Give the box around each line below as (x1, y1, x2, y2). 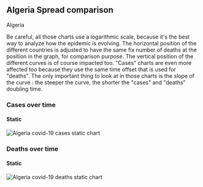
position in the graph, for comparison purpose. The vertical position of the (6, 52, 194, 60)
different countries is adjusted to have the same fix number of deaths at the (6, 46, 197, 53)
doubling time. (6, 85, 43, 93)
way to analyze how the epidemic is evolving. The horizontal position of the (6, 39, 197, 47)
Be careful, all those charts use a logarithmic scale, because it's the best (6, 33, 190, 40)
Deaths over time (6, 144, 59, 153)
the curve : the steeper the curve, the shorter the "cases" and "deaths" (6, 78, 186, 86)
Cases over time (6, 101, 56, 109)
